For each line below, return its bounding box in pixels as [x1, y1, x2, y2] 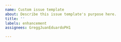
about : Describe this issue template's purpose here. [5, 12, 117, 17]
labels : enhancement [5, 21, 47, 26]
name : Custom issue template [5, 7, 64, 12]
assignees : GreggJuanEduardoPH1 [5, 25, 71, 30]
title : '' [5, 16, 25, 21]
